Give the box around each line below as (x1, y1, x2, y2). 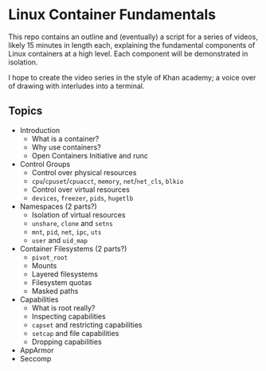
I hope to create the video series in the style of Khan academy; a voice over (8, 72, 256, 82)
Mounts (31, 260, 57, 270)
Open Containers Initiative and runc (31, 150, 149, 160)
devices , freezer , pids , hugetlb (31, 193, 134, 202)
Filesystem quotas (31, 277, 92, 287)
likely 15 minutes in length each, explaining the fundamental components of (8, 40, 256, 49)
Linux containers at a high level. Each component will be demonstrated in (8, 49, 248, 58)
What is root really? (31, 303, 96, 312)
